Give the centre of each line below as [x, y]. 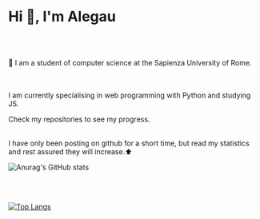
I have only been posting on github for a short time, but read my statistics [129, 143]
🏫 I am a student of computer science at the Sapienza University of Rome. [130, 62]
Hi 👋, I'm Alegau [62, 17]
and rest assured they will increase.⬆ [70, 151]
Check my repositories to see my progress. [79, 119]
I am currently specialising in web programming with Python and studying [130, 95]
